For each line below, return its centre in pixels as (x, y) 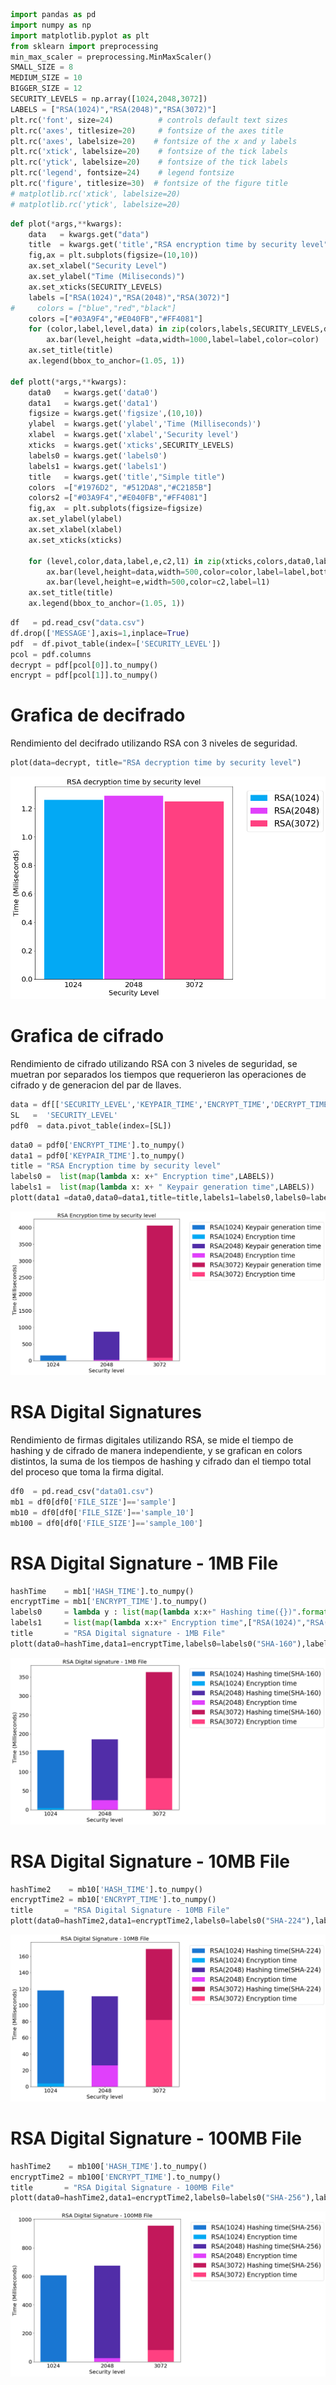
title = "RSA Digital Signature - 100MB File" (122, 2187)
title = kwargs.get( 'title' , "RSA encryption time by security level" (178, 245)
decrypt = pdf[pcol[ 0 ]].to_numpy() (84, 665)
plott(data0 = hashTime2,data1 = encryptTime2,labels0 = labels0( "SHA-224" (158, 1921)
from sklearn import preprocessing (84, 46)
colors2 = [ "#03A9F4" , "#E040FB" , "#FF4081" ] (118, 498)
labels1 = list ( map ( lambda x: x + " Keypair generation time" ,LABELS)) (162, 1187)
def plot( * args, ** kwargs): (66, 224)
